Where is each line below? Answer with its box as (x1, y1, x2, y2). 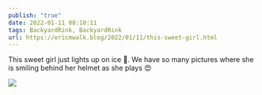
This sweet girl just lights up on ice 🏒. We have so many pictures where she (8, 55, 255, 64)
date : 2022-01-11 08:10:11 (8, 19, 97, 27)
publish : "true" (8, 11, 62, 20)
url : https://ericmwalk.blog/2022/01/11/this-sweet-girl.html (8, 33, 218, 42)
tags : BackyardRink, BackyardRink (8, 26, 123, 34)
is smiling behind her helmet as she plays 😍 (8, 64, 152, 73)
